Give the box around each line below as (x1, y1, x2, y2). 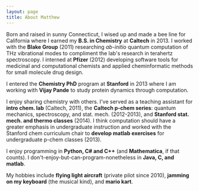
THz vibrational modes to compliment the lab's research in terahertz (6, 49, 173, 57)
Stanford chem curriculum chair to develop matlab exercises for (6, 129, 165, 137)
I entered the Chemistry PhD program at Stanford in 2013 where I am (6, 80, 176, 87)
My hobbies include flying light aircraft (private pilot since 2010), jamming (6, 171, 189, 179)
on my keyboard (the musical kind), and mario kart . (6, 178, 134, 185)
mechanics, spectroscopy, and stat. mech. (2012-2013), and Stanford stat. (6, 111, 189, 118)
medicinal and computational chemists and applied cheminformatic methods (6, 62, 193, 69)
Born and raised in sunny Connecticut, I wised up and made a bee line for (6, 30, 186, 37)
